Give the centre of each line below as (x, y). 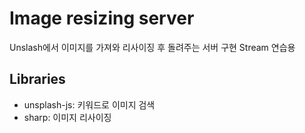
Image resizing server (102, 18)
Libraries (37, 79)
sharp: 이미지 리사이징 (67, 117)
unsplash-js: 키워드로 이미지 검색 (89, 104)
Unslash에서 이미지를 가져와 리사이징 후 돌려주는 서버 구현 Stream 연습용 (152, 47)
